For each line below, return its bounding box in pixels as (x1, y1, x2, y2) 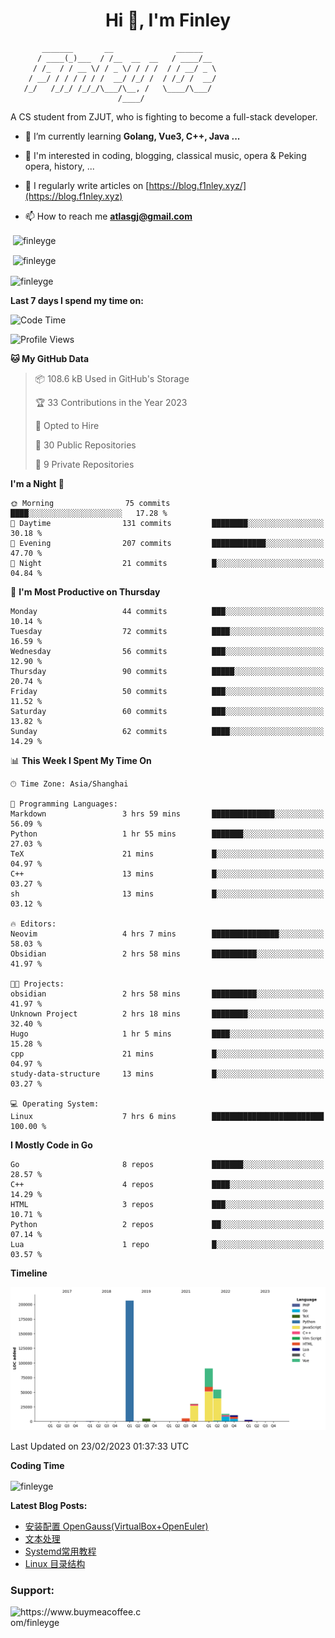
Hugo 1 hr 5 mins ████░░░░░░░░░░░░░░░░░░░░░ (10, 1029, 325, 1039)
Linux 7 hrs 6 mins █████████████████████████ (10, 1111, 325, 1121)
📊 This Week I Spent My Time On (10, 754, 152, 766)
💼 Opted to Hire (34, 419, 100, 431)
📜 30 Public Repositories (34, 439, 137, 451)
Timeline (10, 1267, 48, 1279)
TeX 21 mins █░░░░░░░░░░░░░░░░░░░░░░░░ (10, 849, 325, 859)
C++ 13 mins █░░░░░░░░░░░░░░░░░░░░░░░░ (10, 869, 325, 879)
